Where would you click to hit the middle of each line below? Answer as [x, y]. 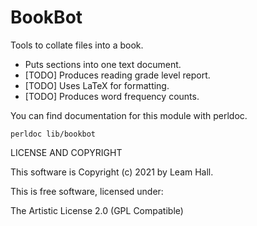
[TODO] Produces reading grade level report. [117, 75]
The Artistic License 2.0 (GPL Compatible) [97, 210]
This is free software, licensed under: [87, 191]
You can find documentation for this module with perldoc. [129, 115]
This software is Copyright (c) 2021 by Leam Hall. [112, 172]
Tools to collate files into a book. [77, 45]
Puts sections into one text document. [103, 64]
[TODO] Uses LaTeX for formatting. [97, 85]
